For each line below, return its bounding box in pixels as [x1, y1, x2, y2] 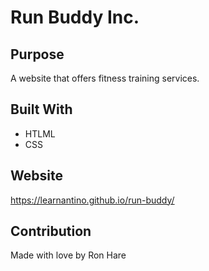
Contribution [10, 223, 92, 240]
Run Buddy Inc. [10, 6, 140, 29]
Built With [10, 101, 73, 118]
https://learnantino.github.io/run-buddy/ [10, 194, 175, 206]
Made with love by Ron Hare [10, 249, 127, 261]
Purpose [10, 46, 65, 63]
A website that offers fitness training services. [10, 72, 200, 84]
